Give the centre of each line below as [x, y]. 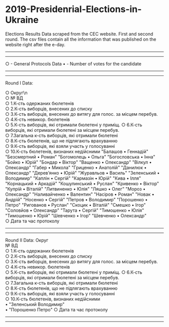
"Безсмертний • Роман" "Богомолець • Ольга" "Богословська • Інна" [80, 156]
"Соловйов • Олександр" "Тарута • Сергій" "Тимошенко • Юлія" [75, 210]
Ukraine [22, 20]
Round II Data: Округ [27, 240]
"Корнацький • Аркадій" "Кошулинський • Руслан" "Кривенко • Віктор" [82, 183]
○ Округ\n [16, 93]
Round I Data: [19, 83]
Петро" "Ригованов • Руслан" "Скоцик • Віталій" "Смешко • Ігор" [75, 205]
